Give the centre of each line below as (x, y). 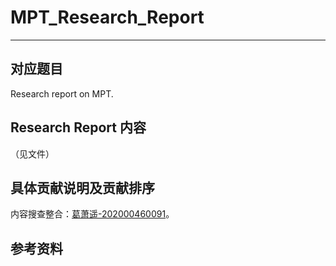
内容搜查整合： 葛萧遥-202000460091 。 (92, 214)
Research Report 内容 (78, 127)
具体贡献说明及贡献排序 (82, 187)
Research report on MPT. (62, 93)
